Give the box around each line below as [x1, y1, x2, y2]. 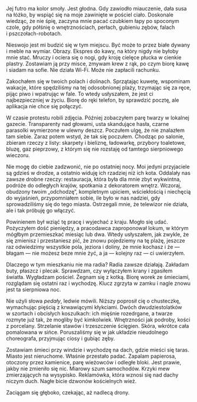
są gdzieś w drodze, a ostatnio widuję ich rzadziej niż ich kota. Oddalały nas [6, 170, 191, 176]
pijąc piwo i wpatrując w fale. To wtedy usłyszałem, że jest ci [6, 91, 154, 97]
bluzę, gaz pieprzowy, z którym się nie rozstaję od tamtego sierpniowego [6, 145, 183, 152]
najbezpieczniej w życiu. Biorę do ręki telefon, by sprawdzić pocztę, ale [6, 97, 179, 104]
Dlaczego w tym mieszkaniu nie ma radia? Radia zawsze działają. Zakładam [6, 261, 189, 268]
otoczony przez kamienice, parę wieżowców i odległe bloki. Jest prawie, [6, 359, 182, 366]
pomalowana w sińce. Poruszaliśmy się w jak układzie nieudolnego [6, 329, 169, 335]
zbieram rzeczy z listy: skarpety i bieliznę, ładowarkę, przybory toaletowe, [6, 139, 186, 146]
